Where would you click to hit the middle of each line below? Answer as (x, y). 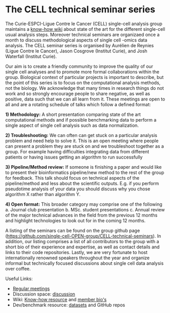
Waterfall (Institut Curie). (31, 56)
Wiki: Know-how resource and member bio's (59, 299)
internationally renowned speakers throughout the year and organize (77, 258)
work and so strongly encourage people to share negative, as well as (78, 93)
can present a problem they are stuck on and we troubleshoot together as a (85, 146)
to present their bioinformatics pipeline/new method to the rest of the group (85, 172)
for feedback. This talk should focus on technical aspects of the (72, 178)
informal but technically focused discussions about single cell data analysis (84, 263)
